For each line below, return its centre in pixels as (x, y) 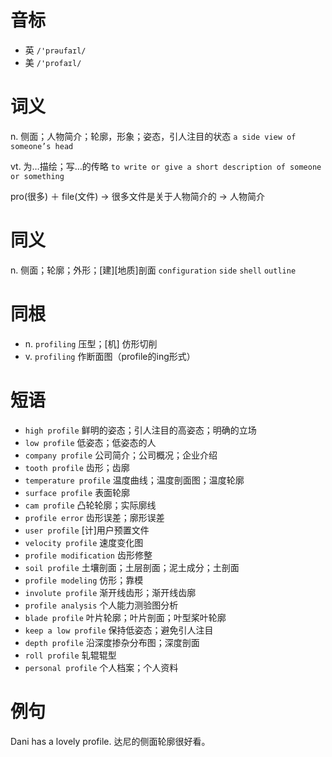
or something (37, 176)
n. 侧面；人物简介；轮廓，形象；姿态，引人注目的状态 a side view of (153, 136)
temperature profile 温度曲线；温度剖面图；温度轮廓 (134, 480)
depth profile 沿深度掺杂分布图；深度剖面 (112, 642)
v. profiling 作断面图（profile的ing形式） (110, 356)
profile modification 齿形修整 (88, 555)
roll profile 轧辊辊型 (70, 655)
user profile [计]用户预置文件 (87, 530)
